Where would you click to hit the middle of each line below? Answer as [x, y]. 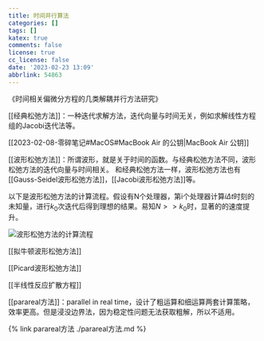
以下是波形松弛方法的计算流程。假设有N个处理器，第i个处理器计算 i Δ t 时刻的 [132, 196]
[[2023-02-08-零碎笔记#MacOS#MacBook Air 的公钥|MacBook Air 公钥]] [129, 142]
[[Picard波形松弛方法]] [45, 268]
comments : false [35, 45]
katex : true [28, 38]
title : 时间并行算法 [39, 16]
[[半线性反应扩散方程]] [45, 285]
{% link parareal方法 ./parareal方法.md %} [77, 329]
